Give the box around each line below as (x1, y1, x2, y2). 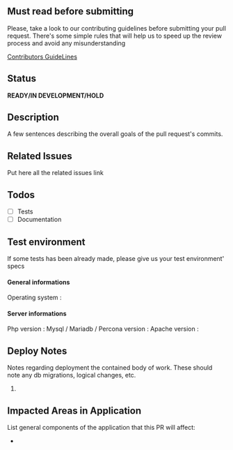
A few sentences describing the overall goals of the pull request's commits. (7, 130, 223, 138)
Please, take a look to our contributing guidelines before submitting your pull (7, 24, 226, 32)
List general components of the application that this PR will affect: (7, 423, 196, 432)
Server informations (7, 309, 67, 317)
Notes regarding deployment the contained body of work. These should (7, 363, 213, 372)
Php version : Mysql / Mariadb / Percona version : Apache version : (7, 324, 200, 333)
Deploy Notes (7, 345, 67, 357)
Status (7, 73, 37, 84)
